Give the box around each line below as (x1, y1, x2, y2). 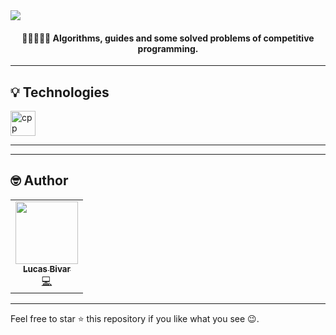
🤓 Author (10, 172, 69, 189)
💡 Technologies (10, 84, 110, 101)
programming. (137, 42, 199, 54)
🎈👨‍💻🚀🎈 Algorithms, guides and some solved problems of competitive (21, 32, 315, 44)
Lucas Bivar (22, 263, 72, 274)
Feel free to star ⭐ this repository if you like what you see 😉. (10, 313, 260, 325)
